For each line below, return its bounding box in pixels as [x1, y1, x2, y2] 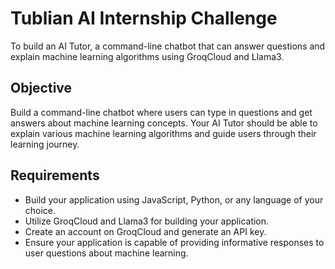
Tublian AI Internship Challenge [10, 7, 278, 30]
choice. [24, 204, 57, 216]
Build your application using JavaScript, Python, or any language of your [24, 193, 324, 206]
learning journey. [10, 138, 80, 150]
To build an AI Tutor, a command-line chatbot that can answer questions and [10, 40, 326, 52]
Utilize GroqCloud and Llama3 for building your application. [24, 215, 270, 227]
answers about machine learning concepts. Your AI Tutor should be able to [10, 117, 318, 129]
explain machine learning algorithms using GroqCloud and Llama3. [10, 50, 285, 62]
